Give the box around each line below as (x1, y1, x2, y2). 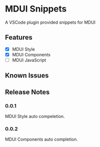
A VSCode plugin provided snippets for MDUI (5, 19, 96, 25)
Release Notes (5, 88, 50, 96)
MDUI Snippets (5, 3, 67, 15)
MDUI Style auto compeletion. (5, 114, 65, 119)
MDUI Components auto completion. (5, 136, 78, 142)
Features (5, 33, 33, 42)
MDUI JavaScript (12, 57, 46, 63)
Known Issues (5, 72, 49, 80)
